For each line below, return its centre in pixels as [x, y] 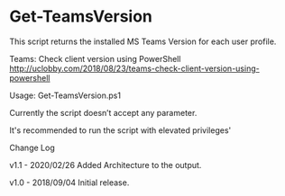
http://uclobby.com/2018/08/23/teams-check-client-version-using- [134, 68]
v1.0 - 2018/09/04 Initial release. [69, 183]
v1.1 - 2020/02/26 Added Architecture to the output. [106, 165]
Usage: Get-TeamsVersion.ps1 [65, 95]
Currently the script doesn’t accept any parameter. [103, 112]
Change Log [32, 147]
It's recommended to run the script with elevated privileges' [120, 130]
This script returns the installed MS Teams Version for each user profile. [143, 41]
